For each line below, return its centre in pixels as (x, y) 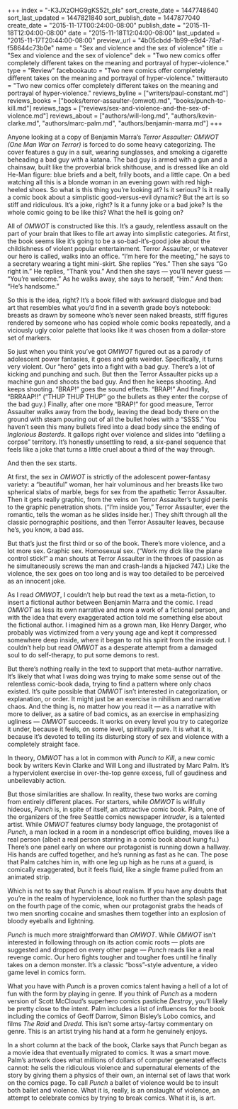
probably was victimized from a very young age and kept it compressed (112, 632)
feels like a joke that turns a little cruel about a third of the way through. (111, 449)
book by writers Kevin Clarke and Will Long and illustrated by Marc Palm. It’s (118, 765)
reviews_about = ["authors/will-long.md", (110, 116)
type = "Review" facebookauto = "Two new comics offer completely (107, 71)
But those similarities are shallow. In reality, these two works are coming (112, 794)
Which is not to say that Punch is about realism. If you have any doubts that (117, 891)
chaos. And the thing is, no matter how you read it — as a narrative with (112, 706)
